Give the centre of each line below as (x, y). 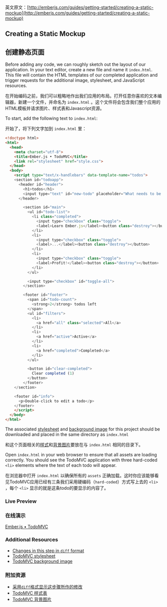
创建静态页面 (25, 52)
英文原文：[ (17, 7)
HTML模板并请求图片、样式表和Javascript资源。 (55, 108)
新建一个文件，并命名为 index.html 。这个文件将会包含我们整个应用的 (89, 102)
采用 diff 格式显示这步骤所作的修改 (47, 587)
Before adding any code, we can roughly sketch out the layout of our (76, 64)
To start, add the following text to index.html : (51, 118)
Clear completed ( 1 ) (53, 374)
